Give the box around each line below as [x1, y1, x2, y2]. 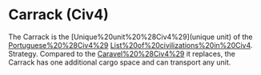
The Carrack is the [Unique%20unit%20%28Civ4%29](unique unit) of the [8, 32, 254, 41]
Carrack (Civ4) [8, 6, 110, 24]
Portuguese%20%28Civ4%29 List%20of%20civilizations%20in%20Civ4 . [8, 40, 253, 49]
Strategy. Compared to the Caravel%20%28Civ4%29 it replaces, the [8, 49, 236, 58]
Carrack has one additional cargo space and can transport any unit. [8, 57, 231, 67]
